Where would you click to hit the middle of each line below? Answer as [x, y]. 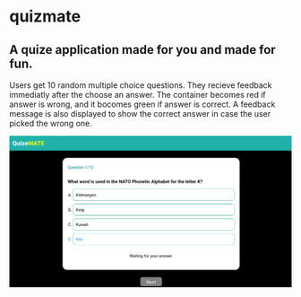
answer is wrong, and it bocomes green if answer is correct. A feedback [142, 104]
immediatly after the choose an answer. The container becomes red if [138, 95]
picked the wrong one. [51, 123]
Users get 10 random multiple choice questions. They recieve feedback [141, 85]
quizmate [45, 17]
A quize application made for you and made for [142, 50]
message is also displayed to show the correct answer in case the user [140, 114]
